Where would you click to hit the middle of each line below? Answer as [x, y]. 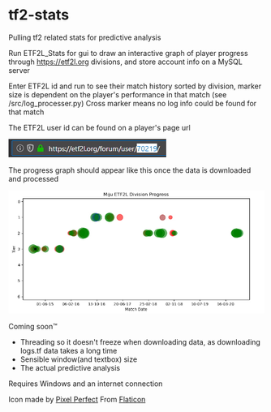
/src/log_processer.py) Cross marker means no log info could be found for [133, 103]
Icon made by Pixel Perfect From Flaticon [77, 400]
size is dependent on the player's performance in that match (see [118, 94]
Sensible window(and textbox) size [79, 359]
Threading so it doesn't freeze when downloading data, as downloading [140, 342]
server [19, 70]
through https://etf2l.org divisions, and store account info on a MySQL [126, 62]
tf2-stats [39, 15]
